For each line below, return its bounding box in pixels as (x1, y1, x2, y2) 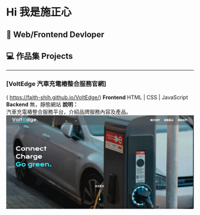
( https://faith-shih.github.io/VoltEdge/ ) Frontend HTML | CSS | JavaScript (6, 93, 189, 101)
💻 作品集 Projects (6, 51, 73, 61)
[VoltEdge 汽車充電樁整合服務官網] (6, 80, 107, 88)
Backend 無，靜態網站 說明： (6, 100, 79, 107)
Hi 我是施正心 (6, 5, 72, 19)
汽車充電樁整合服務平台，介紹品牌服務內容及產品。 (6, 108, 132, 115)
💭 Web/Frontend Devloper (6, 29, 105, 39)
